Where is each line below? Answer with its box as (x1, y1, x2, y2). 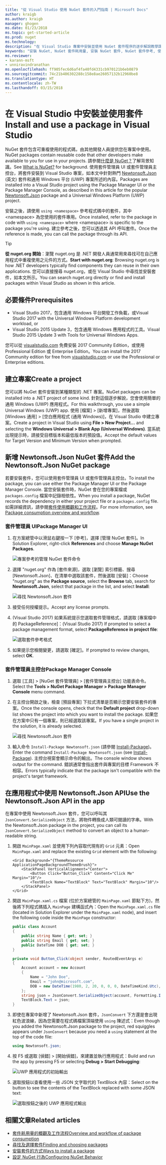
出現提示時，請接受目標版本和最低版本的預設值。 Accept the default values (5, 432, 157, 438)
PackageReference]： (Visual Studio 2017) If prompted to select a (18, 621, 151, 627)
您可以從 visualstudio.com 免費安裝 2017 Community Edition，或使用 (5, 342, 145, 348)
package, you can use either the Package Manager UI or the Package (5, 480, 147, 486)
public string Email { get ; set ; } (21, 938, 95, 943)
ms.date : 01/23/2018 (5, 26, 48, 31)
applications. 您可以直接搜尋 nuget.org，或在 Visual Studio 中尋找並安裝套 (5, 268, 156, 274)
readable (5, 833, 23, 839)
